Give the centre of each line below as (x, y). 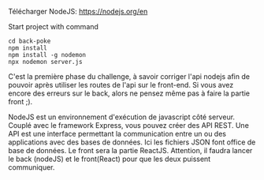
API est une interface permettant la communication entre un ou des (117, 134)
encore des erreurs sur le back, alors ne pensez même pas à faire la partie (129, 93)
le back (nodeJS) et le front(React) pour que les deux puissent (110, 159)
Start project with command (53, 26)
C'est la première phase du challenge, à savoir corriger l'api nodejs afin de (129, 77)
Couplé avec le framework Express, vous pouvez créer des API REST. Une (129, 125)
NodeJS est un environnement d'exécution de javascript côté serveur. (121, 117)
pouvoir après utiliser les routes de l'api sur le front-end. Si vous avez (121, 85)
